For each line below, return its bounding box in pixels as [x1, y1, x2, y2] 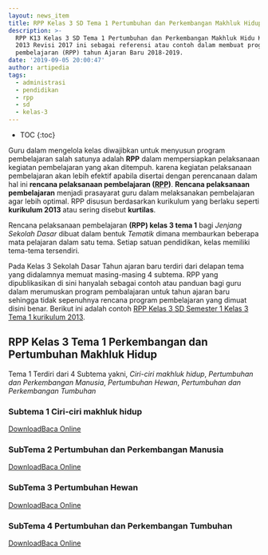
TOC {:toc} [19, 130, 56, 140]
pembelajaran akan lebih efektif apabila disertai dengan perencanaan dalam [8, 171, 258, 180]
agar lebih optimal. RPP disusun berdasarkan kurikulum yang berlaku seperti [8, 196, 259, 206]
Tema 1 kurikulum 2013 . [8, 312, 85, 322]
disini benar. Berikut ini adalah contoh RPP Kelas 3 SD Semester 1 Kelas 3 [8, 304, 249, 313]
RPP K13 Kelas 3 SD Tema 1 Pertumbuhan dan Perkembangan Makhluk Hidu [15, 34, 255, 42]
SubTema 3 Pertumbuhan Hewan [8, 482, 138, 494]
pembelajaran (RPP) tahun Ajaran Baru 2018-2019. [15, 49, 183, 57]
